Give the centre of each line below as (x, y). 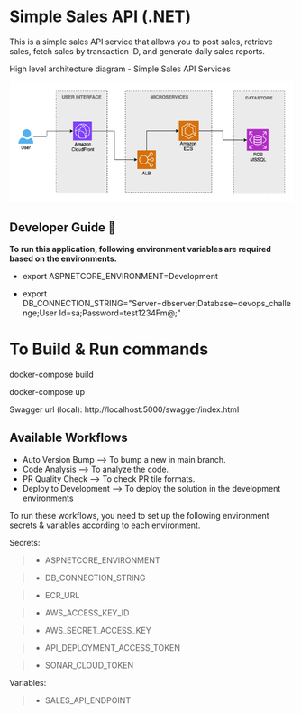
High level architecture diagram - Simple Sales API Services (120, 69)
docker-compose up (47, 392)
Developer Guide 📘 (63, 227)
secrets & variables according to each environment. (105, 525)
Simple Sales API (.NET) (100, 17)
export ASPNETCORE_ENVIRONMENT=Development (120, 277)
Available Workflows (68, 438)
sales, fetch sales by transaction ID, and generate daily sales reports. (137, 51)
